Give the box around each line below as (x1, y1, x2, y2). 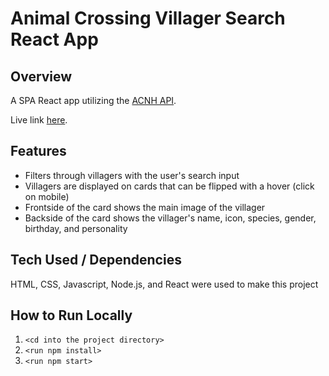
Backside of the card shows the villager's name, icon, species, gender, (24, 212, 317, 224)
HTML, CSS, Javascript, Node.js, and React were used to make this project (10, 278, 319, 290)
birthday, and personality (24, 222, 128, 234)
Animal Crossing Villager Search (10, 7, 286, 30)
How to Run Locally (10, 307, 133, 324)
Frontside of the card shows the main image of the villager (24, 201, 266, 213)
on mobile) (24, 190, 70, 202)
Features (10, 143, 67, 160)
